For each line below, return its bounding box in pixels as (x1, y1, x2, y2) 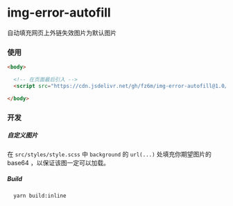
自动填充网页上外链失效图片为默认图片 (7, 28, 116, 37)
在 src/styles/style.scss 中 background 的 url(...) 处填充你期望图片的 (7, 150, 212, 158)
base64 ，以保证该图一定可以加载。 (7, 158, 110, 167)
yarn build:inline (13, 192, 67, 199)
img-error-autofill (7, 5, 111, 21)
